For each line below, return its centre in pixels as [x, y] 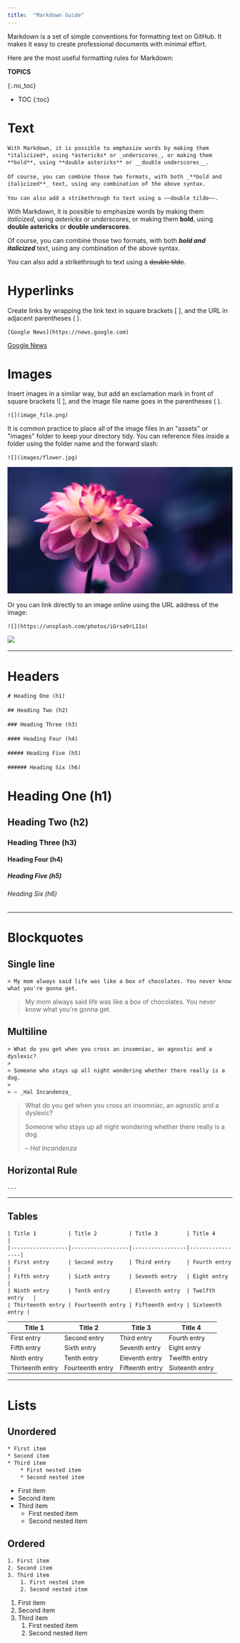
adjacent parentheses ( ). [44, 318]
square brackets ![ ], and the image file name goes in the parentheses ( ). [115, 401]
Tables [22, 1217]
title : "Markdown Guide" [46, 15]
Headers [33, 676]
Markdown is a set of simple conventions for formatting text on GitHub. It [115, 36]
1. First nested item [52, 1582]
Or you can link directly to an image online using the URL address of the [113, 605]
